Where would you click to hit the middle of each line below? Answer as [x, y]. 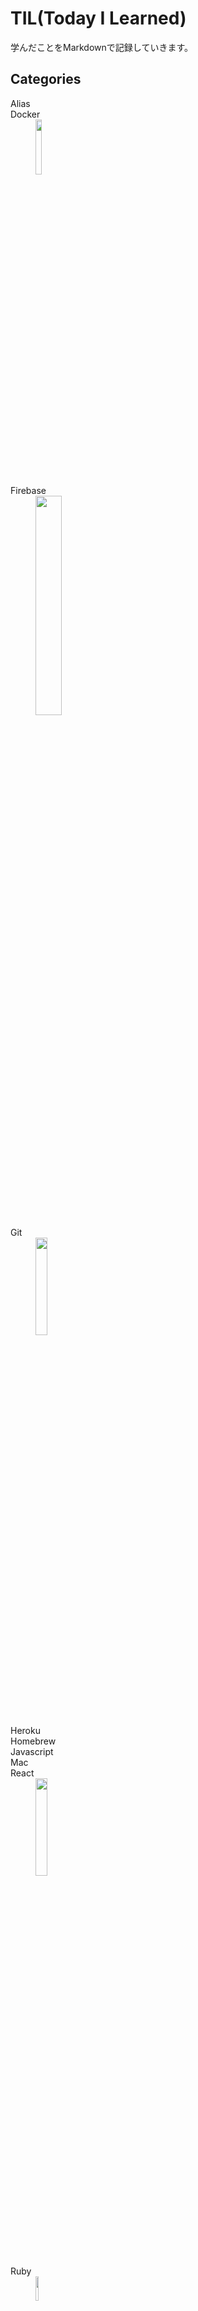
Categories [46, 79]
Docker [25, 114]
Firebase [28, 490]
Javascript [32, 1751]
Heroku [25, 1730]
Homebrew [33, 1741]
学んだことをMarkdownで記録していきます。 [101, 47]
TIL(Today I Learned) [98, 18]
